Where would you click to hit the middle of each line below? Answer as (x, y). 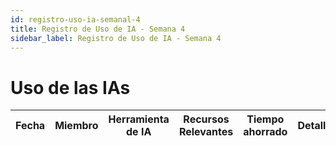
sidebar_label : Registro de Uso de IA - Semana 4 (116, 38)
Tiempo (265, 119)
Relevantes (206, 132)
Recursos (206, 119)
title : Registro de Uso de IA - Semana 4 (98, 29)
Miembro (76, 126)
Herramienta (139, 119)
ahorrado (265, 132)
